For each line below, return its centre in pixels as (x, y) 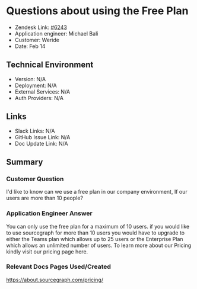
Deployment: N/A (36, 85)
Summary (25, 162)
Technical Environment (50, 65)
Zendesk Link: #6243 (41, 27)
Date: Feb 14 (30, 46)
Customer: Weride (37, 40)
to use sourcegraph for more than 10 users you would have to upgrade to (96, 233)
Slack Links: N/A (35, 131)
